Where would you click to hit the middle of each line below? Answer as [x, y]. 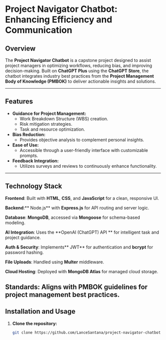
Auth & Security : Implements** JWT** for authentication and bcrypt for [79, 247]
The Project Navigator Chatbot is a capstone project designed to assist [78, 60]
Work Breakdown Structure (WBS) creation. [64, 119]
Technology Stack [34, 186]
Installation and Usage [40, 312]
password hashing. [24, 252]
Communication [39, 30]
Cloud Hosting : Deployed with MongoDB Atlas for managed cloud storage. [82, 271]
